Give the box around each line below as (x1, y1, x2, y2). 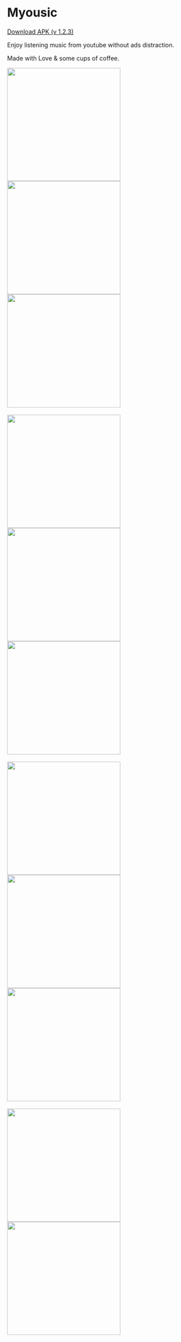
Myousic (7, 5, 58, 21)
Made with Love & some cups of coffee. (7, 54, 120, 62)
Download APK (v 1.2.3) (7, 27, 74, 36)
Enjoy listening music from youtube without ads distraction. (7, 40, 175, 49)
